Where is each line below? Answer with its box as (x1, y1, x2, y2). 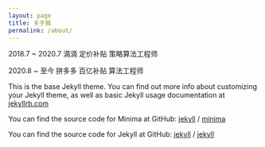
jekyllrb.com (8, 99, 49, 108)
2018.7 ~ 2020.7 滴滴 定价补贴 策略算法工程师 (8, 49, 158, 59)
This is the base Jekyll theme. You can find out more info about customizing (8, 82, 257, 91)
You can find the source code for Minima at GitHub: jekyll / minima (8, 114, 226, 124)
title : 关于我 (8, 19, 52, 27)
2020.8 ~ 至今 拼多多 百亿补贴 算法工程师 (8, 66, 144, 75)
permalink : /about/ (8, 26, 73, 34)
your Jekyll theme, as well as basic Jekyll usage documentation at (8, 91, 225, 100)
